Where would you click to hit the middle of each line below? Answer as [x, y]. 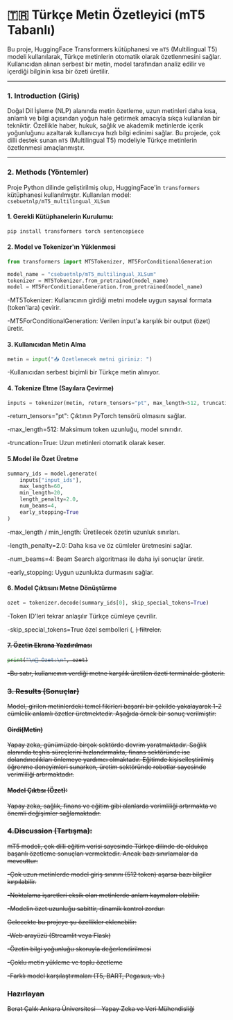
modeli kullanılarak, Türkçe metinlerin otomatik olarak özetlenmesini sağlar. [114, 56]
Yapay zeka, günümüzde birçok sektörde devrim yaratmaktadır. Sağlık [107, 745]
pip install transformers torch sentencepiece [76, 231]
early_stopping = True [49, 512]
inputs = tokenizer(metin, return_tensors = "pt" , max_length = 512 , [103, 403]
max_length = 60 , [42, 486]
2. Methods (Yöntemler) [48, 172]
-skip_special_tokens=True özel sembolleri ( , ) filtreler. [84, 629]
